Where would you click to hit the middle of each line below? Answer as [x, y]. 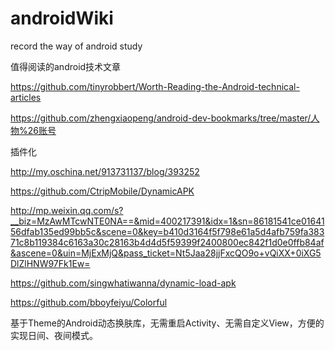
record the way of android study [76, 46]
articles [26, 97]
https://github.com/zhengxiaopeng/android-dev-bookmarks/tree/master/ [161, 118]
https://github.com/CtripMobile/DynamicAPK [102, 191]
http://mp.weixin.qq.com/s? [67, 210]
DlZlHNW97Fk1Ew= [50, 263]
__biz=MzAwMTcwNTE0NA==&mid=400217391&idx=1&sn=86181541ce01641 [167, 221]
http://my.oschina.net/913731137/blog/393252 [105, 171]
